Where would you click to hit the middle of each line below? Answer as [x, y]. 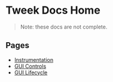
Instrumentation [34, 59]
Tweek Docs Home [53, 10]
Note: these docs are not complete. [64, 27]
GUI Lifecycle [31, 72]
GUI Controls [30, 66]
